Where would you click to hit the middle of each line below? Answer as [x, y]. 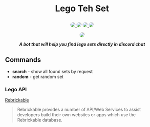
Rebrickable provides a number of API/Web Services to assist [79, 110]
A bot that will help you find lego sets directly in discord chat [82, 44]
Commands [23, 60]
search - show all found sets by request [52, 71]
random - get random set [38, 77]
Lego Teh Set [82, 9]
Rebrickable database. [40, 120]
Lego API [16, 89]
